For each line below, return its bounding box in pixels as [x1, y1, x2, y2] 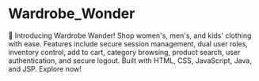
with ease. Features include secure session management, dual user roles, [8, 39, 248, 48]
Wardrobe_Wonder [8, 5, 135, 23]
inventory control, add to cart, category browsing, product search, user [8, 47, 241, 57]
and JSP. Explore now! [8, 64, 82, 73]
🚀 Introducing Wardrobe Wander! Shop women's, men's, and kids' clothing [8, 31, 252, 40]
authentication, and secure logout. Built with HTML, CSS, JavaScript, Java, [8, 56, 252, 65]
